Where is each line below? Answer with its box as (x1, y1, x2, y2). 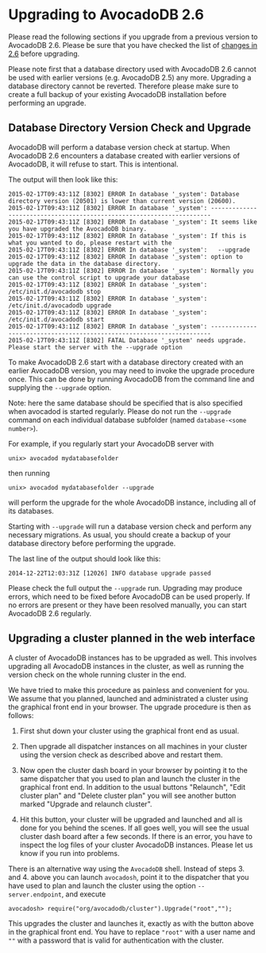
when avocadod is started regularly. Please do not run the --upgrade (8, 406, 232, 416)
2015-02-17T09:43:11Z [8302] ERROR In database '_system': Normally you (8, 267, 254, 275)
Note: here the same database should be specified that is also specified (8, 398, 244, 408)
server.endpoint (8, 890, 62, 899)
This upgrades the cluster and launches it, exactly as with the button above (8, 918, 254, 928)
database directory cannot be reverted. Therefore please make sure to (8, 81, 239, 91)
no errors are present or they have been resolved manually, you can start (8, 600, 247, 610)
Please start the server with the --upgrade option (8, 343, 183, 351)
